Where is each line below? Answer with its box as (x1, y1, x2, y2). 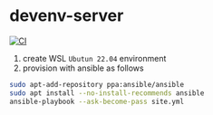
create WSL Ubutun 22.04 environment (22, 53, 167, 63)
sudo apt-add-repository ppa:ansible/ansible (9, 80, 184, 89)
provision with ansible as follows (22, 62, 144, 73)
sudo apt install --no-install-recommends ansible (9, 88, 205, 98)
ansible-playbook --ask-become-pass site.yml (9, 97, 184, 106)
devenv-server (9, 5, 124, 26)
